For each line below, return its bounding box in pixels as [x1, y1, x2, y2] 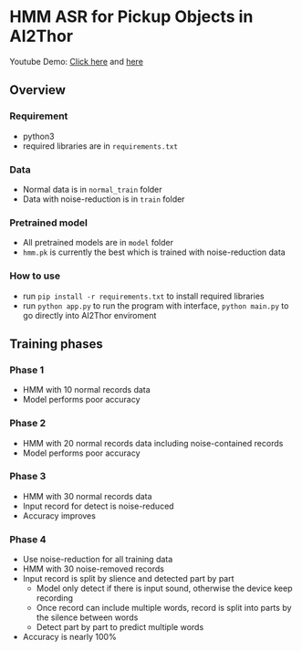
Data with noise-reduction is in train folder [22, 194, 185, 205]
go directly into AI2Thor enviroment [22, 310, 157, 320]
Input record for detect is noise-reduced [22, 500, 175, 511]
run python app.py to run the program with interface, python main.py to [22, 299, 289, 311]
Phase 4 [9, 532, 47, 545]
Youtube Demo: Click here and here [9, 56, 144, 67]
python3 [22, 131, 55, 142]
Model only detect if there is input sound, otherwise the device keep [36, 583, 293, 594]
